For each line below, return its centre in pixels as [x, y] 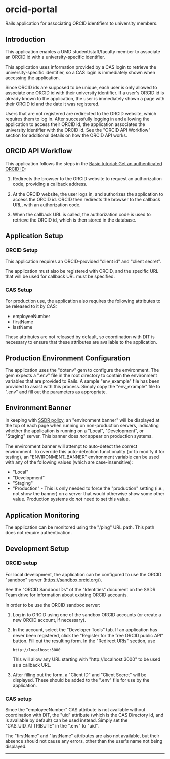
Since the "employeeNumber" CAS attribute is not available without [75, 709]
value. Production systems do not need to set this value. [71, 499]
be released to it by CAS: [31, 306]
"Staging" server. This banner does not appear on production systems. [79, 436]
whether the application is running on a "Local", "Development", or [75, 431]
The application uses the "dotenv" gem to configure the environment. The [82, 370]
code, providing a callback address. [50, 184]
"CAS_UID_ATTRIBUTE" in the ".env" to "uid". [52, 725]
